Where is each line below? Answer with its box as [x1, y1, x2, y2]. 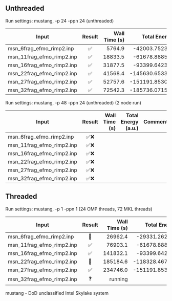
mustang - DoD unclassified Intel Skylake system [5, 290, 109, 296]
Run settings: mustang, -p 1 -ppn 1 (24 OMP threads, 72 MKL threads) [5, 206, 153, 212]
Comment [143, 118, 168, 125]
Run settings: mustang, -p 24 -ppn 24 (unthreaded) [5, 17, 114, 24]
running [109, 276, 128, 283]
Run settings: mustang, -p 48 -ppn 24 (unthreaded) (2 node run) [5, 99, 142, 105]
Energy [120, 118, 139, 125]
